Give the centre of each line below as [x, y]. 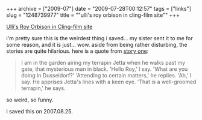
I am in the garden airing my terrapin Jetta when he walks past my [103, 63]
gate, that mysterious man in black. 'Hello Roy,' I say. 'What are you [104, 69]
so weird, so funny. [30, 100]
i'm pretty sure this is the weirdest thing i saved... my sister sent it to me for [99, 38]
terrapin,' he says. [43, 88]
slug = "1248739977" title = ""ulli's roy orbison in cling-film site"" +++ [93, 15]
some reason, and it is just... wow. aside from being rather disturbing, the [97, 45]
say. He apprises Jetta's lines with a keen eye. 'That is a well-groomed [109, 82]
